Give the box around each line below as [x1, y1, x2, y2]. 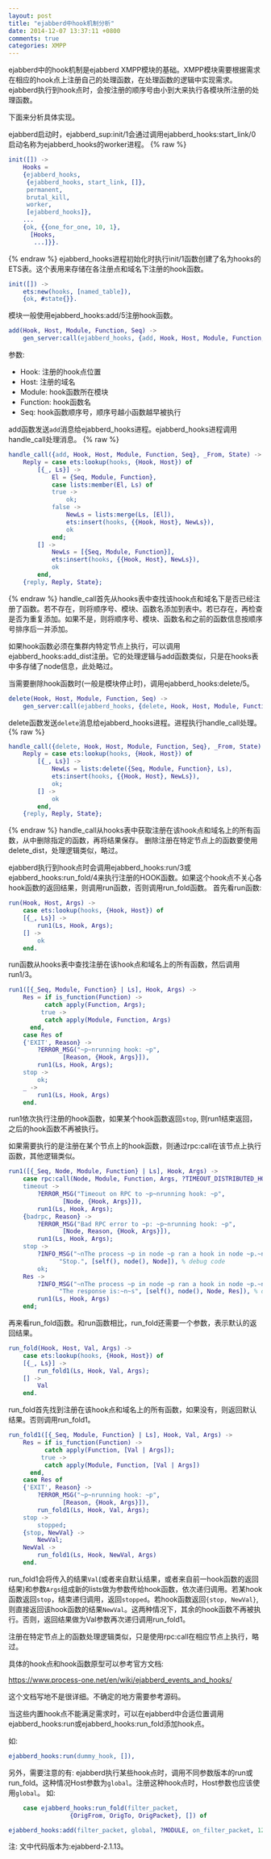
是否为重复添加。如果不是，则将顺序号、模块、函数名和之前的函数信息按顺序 [8, 614, 263, 624]
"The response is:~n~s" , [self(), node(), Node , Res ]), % [59, 1288, 258, 1296]
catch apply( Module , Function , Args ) [44, 1016, 172, 1024]
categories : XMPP [8, 42, 67, 50]
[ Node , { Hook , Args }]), [62, 1197, 143, 1205]
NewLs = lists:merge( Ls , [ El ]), [65, 511, 175, 519]
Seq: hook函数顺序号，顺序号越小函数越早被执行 [19, 407, 181, 416]
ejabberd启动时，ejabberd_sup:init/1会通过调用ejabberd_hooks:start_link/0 [8, 130, 256, 140]
